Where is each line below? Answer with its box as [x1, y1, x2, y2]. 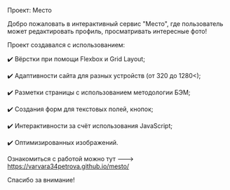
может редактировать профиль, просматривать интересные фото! [7, 27, 208, 35]
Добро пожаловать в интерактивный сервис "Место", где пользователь [7, 20, 224, 27]
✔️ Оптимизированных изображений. [7, 139, 119, 146]
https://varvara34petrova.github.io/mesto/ [7, 162, 130, 170]
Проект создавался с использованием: [7, 41, 126, 49]
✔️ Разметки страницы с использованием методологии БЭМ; [7, 88, 191, 96]
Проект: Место [7, 6, 53, 14]
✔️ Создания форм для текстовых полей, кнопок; [7, 105, 154, 113]
